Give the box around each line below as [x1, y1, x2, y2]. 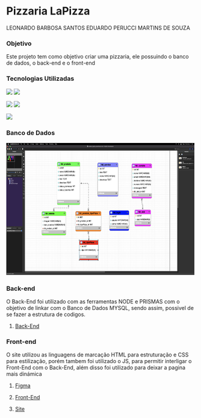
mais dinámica [6, 370, 42, 378]
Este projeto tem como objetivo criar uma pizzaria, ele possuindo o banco [6, 53, 189, 60]
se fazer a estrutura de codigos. [6, 311, 86, 318]
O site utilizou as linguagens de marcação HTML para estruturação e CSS [6, 351, 189, 358]
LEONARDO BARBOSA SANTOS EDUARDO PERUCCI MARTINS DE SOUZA [6, 24, 191, 31]
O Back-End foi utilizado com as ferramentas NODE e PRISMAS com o [6, 298, 180, 305]
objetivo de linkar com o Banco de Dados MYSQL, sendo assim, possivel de [6, 305, 194, 312]
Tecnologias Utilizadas [6, 74, 75, 83]
